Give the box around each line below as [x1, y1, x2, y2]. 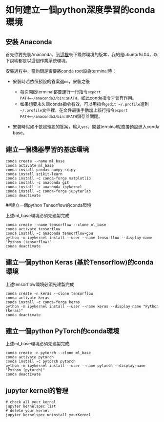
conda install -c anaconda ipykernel [5, 184, 82, 189]
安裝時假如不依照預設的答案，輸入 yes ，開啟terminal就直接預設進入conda [12, 124, 160, 130]
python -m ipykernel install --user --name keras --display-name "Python [5, 304, 159, 309]
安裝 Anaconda [5, 38, 52, 46]
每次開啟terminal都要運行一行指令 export [20, 89, 101, 94]
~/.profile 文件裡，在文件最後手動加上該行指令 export [20, 107, 128, 113]
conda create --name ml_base [5, 158, 65, 164]
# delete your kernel [5, 408, 50, 413]
